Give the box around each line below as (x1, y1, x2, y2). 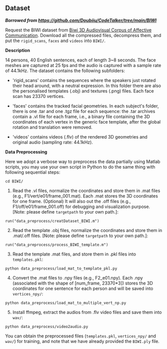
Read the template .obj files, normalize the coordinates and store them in (12, 227, 162, 233)
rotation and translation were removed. (12, 124, 92, 130)
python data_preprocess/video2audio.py (5, 324, 88, 329)
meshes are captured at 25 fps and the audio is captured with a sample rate (5, 62, 161, 68)
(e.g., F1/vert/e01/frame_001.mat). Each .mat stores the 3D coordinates (12, 192, 158, 199)
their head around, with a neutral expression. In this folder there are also (12, 82, 161, 88)
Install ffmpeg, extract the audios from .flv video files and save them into (12, 309, 162, 315)
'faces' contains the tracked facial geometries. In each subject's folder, (12, 102, 159, 109)
